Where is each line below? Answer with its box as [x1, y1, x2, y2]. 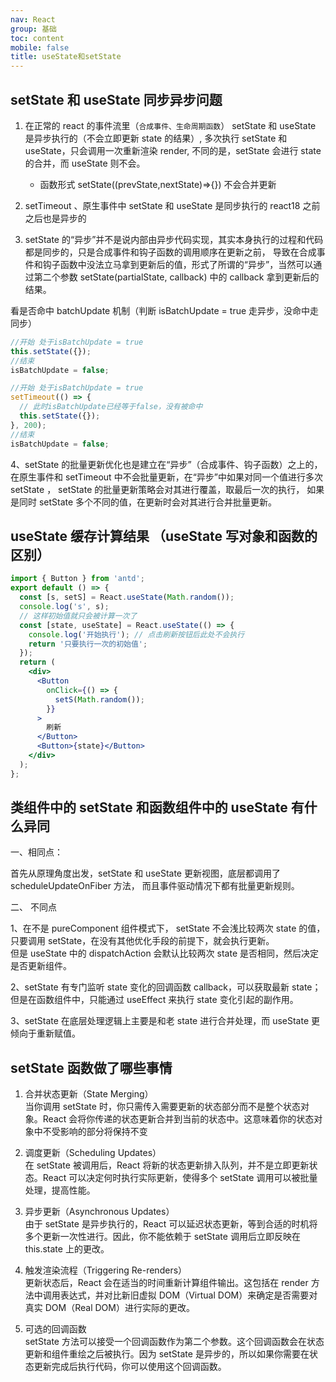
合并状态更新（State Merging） [24, 1088, 154, 1100]
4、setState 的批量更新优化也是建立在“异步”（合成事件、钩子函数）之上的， [10, 458, 323, 470]
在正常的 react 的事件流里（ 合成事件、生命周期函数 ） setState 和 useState [24, 119, 317, 131]
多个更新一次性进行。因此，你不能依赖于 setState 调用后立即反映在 [24, 1231, 301, 1243]
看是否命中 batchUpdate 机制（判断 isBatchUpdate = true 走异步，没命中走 [10, 304, 320, 316]
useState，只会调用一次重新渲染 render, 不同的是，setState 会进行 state [24, 144, 322, 156]
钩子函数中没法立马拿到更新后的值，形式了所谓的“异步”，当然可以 [42, 258, 314, 270]
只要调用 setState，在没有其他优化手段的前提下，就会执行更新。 [10, 935, 275, 947]
